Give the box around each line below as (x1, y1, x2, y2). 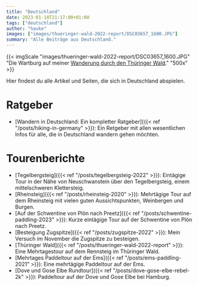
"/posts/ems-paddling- (124, 254, 181, 261)
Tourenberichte (6, 152, 85, 165)
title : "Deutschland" (6, 8, 60, 15)
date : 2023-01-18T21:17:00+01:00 (6, 14, 90, 20)
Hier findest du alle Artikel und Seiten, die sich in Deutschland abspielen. (6, 77, 185, 84)
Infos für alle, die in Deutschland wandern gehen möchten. (14, 130, 160, 138)
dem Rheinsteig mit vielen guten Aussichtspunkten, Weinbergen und (14, 197, 184, 204)
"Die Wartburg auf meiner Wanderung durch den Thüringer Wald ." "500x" (6, 59, 188, 66)
